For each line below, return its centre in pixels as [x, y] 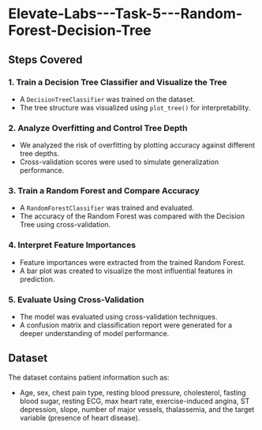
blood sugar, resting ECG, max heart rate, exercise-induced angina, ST [135, 401]
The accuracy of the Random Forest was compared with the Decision [132, 216]
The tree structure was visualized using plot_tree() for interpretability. [135, 107]
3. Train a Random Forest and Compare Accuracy [104, 191]
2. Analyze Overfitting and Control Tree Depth [98, 128]
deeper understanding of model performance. [94, 334]
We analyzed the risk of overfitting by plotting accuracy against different [137, 145]
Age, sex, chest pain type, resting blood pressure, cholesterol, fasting [133, 392]
